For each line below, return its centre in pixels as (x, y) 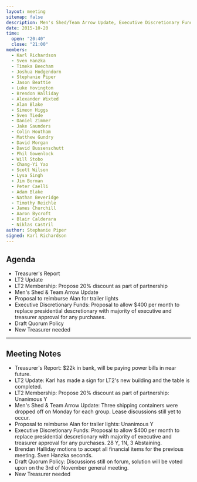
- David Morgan (30, 143)
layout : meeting (26, 11)
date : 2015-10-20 (27, 28)
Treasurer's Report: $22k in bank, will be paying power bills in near (95, 368)
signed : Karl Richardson (36, 236)
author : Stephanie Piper (36, 230)
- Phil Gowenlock (33, 153)
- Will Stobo (27, 159)
